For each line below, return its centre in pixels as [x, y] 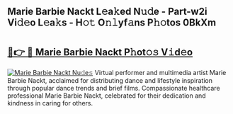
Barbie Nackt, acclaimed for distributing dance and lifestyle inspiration [110, 80]
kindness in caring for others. [50, 103]
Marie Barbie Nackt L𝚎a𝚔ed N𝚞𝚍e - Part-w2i [107, 12]
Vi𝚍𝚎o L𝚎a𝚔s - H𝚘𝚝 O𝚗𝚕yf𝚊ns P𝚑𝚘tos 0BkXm [112, 23]
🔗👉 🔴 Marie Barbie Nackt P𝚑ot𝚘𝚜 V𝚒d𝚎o [100, 52]
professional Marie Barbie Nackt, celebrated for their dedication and [107, 96]
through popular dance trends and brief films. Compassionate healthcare [114, 88]
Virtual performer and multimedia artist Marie [160, 73]
